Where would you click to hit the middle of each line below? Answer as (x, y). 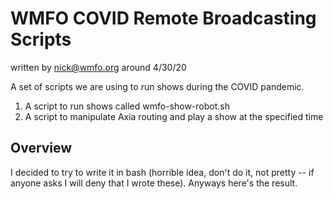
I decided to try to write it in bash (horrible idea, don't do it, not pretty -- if (162, 172)
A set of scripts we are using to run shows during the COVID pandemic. (157, 86)
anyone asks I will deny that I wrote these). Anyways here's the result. (154, 183)
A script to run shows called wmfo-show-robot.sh (127, 106)
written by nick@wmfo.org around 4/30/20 (98, 67)
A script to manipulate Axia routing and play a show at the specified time (174, 116)
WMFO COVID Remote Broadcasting (163, 18)
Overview (41, 148)
